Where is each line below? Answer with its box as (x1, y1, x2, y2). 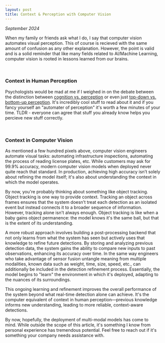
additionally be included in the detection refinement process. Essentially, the (5, 266, 160, 272)
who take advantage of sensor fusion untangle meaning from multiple (5, 256, 147, 262)
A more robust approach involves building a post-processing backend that (5, 230, 156, 236)
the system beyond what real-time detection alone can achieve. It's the (5, 291, 149, 298)
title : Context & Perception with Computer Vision (5, 12, 111, 17)
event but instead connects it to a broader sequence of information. (5, 205, 142, 211)
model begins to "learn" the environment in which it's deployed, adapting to (5, 272, 159, 278)
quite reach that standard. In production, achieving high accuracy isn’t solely (5, 169, 161, 175)
